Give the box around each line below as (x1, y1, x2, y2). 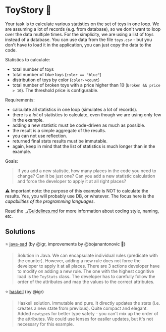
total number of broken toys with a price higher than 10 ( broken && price (12, 82, 161, 88)
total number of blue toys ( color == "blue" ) (12, 71, 102, 77)
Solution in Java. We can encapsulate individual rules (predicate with (17, 252, 158, 258)
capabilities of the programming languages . (5, 198, 95, 204)
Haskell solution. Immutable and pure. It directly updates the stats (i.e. (17, 300, 160, 306)
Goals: (5, 158, 18, 164)
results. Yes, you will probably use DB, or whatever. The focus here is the (5, 193, 155, 199)
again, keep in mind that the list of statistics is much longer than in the (12, 143, 155, 149)
